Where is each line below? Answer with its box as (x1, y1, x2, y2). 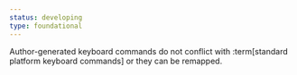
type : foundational (9, 21, 83, 30)
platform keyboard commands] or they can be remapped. (9, 55, 223, 66)
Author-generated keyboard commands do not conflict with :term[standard (9, 46, 289, 56)
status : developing (9, 12, 83, 22)
